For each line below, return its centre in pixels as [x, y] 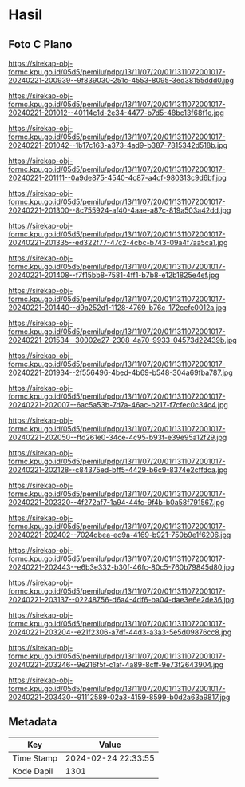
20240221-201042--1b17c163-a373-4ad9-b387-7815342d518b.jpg [118, 145]
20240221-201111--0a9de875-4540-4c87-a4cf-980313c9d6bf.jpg [118, 178]
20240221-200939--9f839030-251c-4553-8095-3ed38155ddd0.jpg [121, 80]
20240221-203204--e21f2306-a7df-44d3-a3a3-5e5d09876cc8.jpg [120, 632]
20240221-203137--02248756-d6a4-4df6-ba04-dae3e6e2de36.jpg [121, 600]
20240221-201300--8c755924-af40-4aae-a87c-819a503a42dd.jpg [120, 210]
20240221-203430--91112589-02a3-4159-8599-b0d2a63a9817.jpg [119, 697]
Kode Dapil [33, 771]
